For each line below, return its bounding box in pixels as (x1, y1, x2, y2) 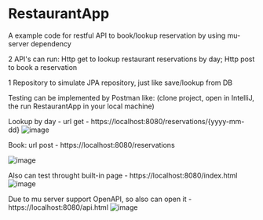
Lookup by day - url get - (8, 116, 89, 126)
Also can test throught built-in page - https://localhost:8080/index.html (8, 170, 238, 180)
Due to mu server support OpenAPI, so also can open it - (8, 194, 192, 203)
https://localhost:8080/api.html (8, 202, 108, 212)
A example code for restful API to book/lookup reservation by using (8, 31, 226, 40)
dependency (31, 38, 72, 48)
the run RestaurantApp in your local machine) (8, 101, 155, 111)
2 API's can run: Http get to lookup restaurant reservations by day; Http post (8, 54, 255, 64)
